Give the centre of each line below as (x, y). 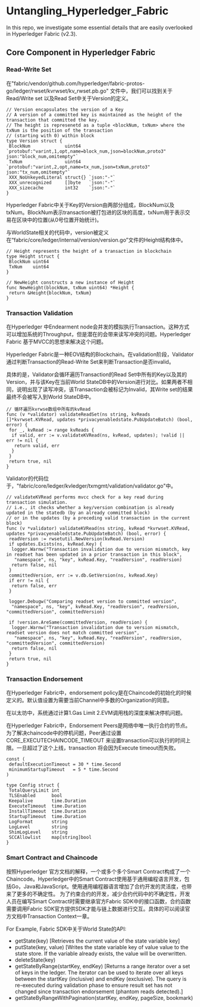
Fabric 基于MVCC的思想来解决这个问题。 (57, 342)
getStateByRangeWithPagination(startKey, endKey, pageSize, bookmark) (104, 997)
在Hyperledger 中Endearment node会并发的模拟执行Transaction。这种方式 (98, 327)
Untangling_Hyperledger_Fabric (87, 11)
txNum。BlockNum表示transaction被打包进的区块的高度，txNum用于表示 (96, 212)
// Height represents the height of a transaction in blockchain (89, 251)
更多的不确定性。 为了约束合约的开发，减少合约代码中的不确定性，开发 (103, 894)
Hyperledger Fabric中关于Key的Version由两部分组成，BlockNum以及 (90, 205)
